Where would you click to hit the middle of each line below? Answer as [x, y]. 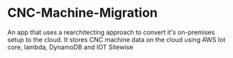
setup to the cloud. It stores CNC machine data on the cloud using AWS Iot [116, 39]
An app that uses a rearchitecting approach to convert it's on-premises [111, 32]
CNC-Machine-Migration [82, 13]
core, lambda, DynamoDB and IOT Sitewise [70, 47]
